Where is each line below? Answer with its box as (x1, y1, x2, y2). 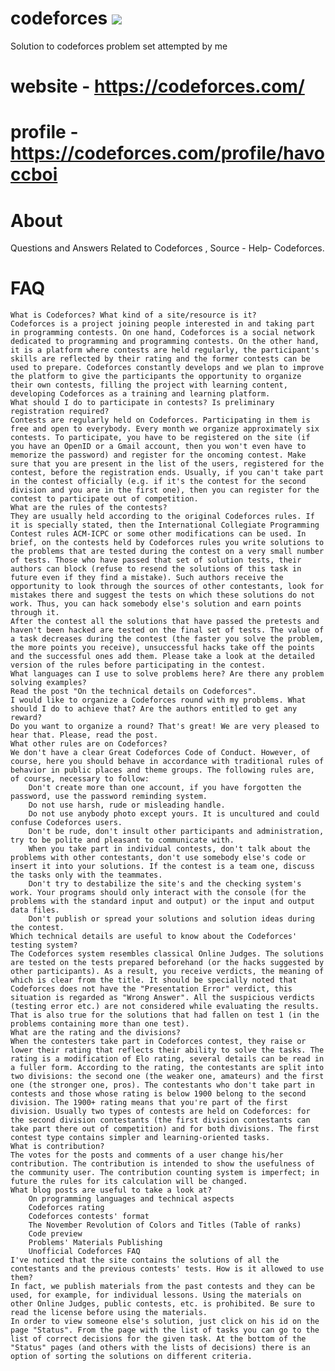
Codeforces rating (28, 1203, 105, 1213)
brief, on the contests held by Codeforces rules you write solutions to (10, 538, 325, 548)
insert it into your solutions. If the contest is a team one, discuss (10, 862, 315, 872)
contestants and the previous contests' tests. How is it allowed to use (10, 1264, 325, 1274)
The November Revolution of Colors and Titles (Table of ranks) (28, 1220, 302, 1231)
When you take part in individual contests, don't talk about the (28, 844, 311, 854)
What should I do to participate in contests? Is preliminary (10, 398, 275, 408)
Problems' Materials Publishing (28, 1238, 163, 1248)
